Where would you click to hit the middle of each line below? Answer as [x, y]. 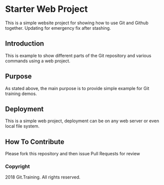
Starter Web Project [46, 9]
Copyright [18, 167]
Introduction [25, 44]
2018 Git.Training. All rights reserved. [43, 177]
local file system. [22, 126]
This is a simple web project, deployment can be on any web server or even [82, 121]
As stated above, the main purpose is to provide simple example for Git [77, 88]
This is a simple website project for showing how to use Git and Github [77, 23]
